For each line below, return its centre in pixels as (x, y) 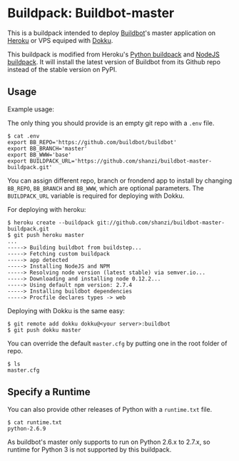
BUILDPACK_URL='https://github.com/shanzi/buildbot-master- (121, 161)
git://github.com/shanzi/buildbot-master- (161, 223)
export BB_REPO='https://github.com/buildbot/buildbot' (92, 142)
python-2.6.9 (27, 429)
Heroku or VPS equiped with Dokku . (60, 40)
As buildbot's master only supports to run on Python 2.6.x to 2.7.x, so (109, 442)
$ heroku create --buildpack (51, 223)
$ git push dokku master (44, 330)
